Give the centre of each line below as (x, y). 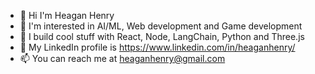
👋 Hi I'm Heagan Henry (67, 15)
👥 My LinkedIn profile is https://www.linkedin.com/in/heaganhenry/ (157, 47)
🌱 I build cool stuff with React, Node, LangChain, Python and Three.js (162, 36)
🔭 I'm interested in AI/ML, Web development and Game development (161, 26)
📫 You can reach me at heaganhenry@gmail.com (122, 58)
